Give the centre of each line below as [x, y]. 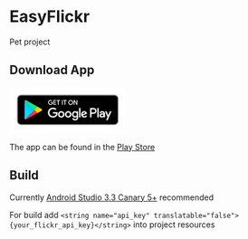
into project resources [174, 225]
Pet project [30, 42]
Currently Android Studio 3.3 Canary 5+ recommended [112, 197]
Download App [52, 70]
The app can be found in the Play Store [82, 147]
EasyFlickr [50, 17]
